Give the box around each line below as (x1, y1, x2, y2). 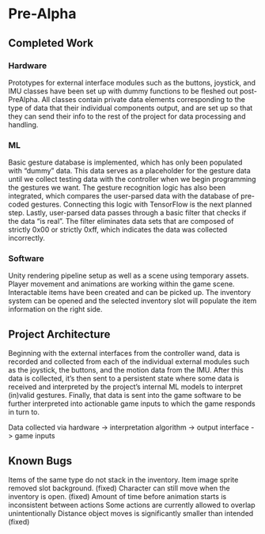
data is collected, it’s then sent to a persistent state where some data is (8, 373, 240, 384)
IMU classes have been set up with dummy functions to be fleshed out (8, 86, 238, 96)
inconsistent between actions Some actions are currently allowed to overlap (8, 500, 256, 510)
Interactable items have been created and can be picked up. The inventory (8, 288, 252, 297)
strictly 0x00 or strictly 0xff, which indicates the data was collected (8, 225, 228, 234)
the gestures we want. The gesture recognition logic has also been (8, 183, 226, 192)
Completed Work (8, 36, 93, 50)
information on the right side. (8, 305, 103, 314)
